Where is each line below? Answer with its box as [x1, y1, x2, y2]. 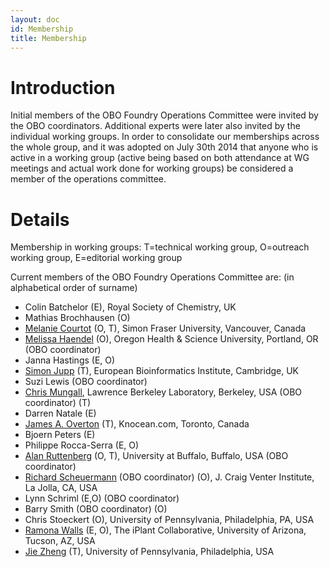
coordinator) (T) [24, 397, 92, 409]
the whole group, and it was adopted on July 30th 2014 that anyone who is [10, 141, 319, 153]
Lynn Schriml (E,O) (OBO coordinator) [24, 492, 180, 505]
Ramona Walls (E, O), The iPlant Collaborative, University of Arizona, [24, 524, 307, 536]
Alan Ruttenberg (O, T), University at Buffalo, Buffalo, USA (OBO [24, 450, 289, 462]
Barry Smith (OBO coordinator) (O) [24, 503, 168, 515]
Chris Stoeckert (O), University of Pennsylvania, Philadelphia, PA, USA [24, 514, 315, 526]
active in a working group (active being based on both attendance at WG [10, 152, 310, 164]
